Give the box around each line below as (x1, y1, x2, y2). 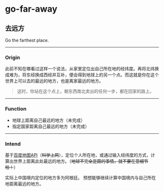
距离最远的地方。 (9, 181, 44, 187)
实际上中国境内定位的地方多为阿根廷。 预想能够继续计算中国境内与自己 (5, 174, 147, 180)
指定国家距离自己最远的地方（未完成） (12, 123, 89, 129)
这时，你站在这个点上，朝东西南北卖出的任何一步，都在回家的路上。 (17, 88, 154, 94)
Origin (5, 54, 20, 61)
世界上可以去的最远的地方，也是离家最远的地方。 (5, 78, 103, 84)
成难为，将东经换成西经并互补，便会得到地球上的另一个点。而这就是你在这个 (5, 72, 159, 78)
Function (5, 106, 27, 112)
